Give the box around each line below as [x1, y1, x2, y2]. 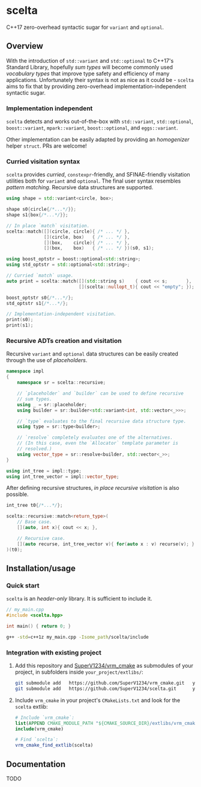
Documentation [6, 759, 66, 769]
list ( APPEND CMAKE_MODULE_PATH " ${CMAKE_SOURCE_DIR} [14, 720, 150, 726]
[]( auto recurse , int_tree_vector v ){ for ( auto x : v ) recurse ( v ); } [17, 541, 195, 547]
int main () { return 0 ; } [6, 623, 71, 629]
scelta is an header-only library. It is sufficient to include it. [6, 595, 152, 603]
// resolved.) [17, 446, 52, 452]
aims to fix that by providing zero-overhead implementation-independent [6, 83, 187, 90]
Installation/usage [6, 563, 76, 573]
